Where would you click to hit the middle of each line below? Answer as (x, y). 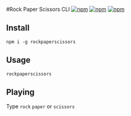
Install (18, 28)
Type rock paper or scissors (40, 106)
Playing (20, 92)
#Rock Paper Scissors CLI (38, 9)
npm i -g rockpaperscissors (41, 42)
